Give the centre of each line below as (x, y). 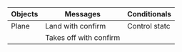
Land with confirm (76, 26)
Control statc (149, 26)
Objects (25, 14)
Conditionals (149, 14)
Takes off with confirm (83, 37)
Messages (83, 14)
